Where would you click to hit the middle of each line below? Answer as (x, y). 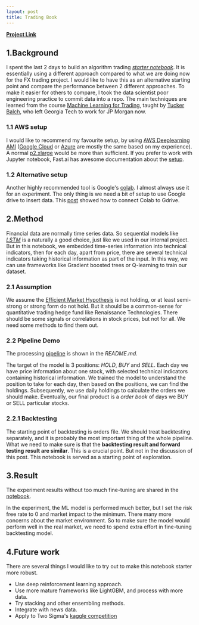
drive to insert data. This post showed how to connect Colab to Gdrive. (93, 200)
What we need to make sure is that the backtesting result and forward (93, 444)
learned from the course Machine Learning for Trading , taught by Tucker (95, 106)
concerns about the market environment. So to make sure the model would (98, 521)
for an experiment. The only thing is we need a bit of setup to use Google (96, 194)
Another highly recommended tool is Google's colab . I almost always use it (98, 187)
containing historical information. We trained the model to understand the (96, 378)
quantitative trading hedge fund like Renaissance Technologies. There (92, 312)
